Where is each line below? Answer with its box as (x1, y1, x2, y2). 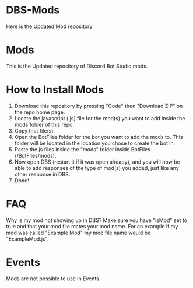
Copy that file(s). (14, 127, 55, 134)
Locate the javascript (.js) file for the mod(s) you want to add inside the (14, 114, 185, 122)
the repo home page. (14, 109, 65, 116)
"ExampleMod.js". (6, 235, 49, 242)
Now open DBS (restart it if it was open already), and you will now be (14, 158, 180, 165)
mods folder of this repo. (14, 121, 75, 128)
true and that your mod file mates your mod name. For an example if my (6, 223, 178, 230)
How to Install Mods (6, 83, 104, 96)
